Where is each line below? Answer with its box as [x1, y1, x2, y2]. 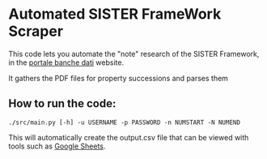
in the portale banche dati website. [8, 58, 124, 67]
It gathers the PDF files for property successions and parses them [8, 73, 229, 83]
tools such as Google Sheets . [8, 141, 106, 151]
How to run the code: [8, 97, 117, 110]
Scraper [8, 22, 63, 41]
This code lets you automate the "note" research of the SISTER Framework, [8, 49, 260, 58]
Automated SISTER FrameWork [8, 5, 222, 24]
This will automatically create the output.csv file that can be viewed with [8, 132, 249, 142]
